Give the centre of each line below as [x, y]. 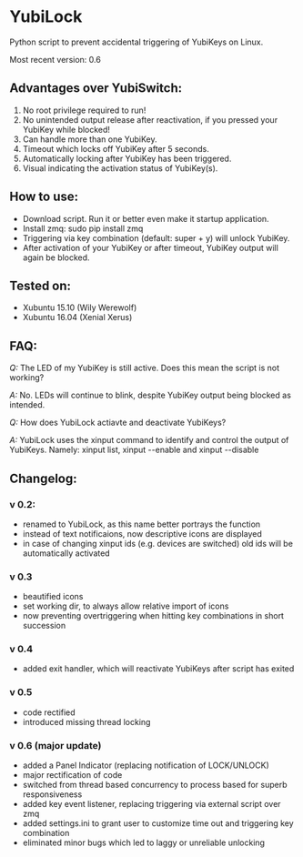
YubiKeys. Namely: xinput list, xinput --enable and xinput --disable [134, 450]
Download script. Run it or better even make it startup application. [146, 218]
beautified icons [53, 597]
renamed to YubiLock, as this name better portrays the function [141, 524]
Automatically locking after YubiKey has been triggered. [127, 158]
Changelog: [43, 478]
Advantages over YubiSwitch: [96, 88]
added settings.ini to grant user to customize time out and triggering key [158, 823]
